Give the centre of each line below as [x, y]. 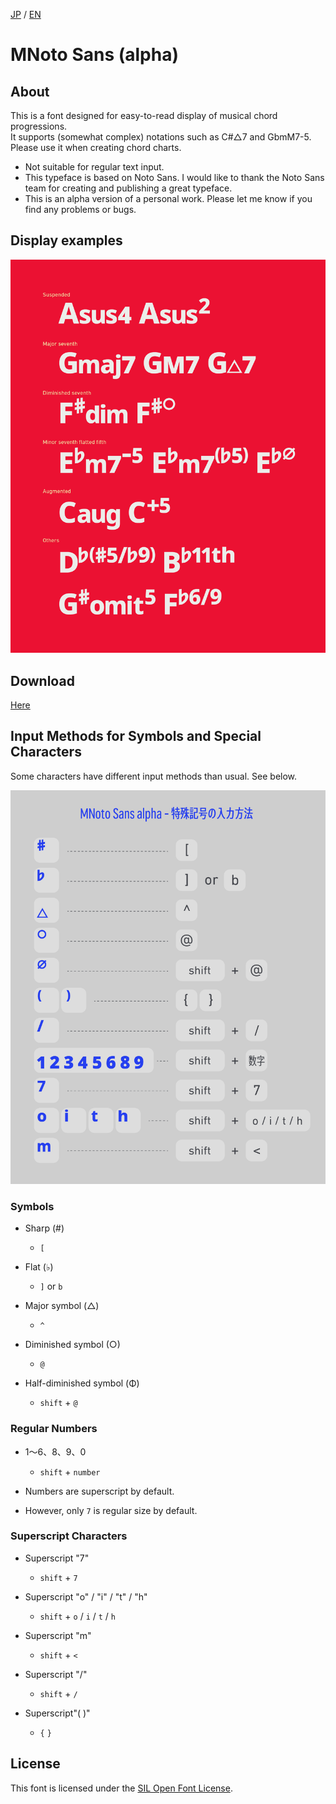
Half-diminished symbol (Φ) [82, 1383]
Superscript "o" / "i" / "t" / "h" [86, 1596]
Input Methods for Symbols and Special [136, 736]
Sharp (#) [44, 1228]
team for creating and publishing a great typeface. [128, 188]
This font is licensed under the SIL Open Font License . [121, 1788]
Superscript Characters [69, 1536]
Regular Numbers [54, 1429]
